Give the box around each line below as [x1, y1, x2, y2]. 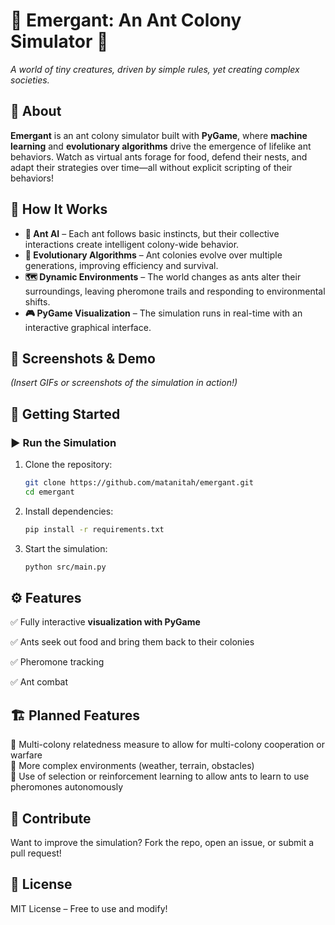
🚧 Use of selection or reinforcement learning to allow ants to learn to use [10, 770, 310, 783]
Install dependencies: [24, 505, 114, 517]
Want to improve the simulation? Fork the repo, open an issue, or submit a [10, 837, 315, 848]
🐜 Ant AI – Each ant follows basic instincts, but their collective [24, 227, 280, 239]
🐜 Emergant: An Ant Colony [10, 9, 242, 32]
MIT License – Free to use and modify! [10, 902, 168, 914]
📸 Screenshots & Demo [10, 350, 156, 367]
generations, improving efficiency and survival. [24, 259, 219, 271]
